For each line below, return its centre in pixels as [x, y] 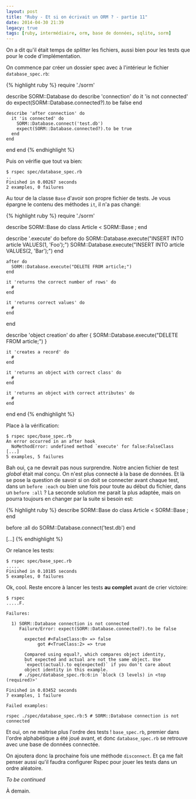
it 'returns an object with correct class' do [64, 373]
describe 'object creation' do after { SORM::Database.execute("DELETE [92, 335]
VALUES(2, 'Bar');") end [35, 251]
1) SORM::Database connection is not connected [71, 624]
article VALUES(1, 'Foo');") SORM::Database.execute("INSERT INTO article [95, 245]
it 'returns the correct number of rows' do [61, 282]
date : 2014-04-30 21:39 [35, 22]
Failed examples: [27, 706]
